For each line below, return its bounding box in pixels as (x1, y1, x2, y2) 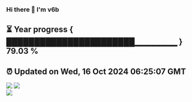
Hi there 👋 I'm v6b (6, 5, 59, 14)
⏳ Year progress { (6, 24, 74, 35)
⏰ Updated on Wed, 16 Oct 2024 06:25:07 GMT (6, 66, 187, 76)
